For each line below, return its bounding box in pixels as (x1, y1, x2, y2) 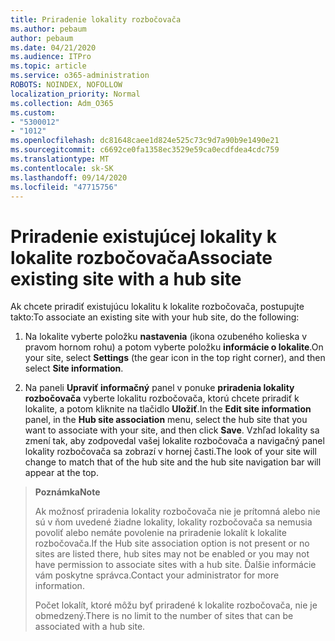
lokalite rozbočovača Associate (10, 246, 273, 269)
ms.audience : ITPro (10, 52, 92, 62)
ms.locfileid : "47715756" (10, 182, 118, 192)
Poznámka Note (34, 486, 101, 498)
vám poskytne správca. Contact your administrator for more (34, 569, 280, 581)
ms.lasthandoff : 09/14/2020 (10, 172, 128, 183)
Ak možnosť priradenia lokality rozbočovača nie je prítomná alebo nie (34, 506, 321, 518)
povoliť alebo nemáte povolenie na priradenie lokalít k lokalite (34, 527, 287, 539)
